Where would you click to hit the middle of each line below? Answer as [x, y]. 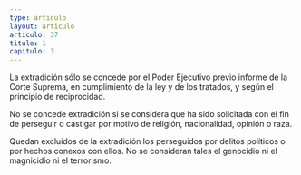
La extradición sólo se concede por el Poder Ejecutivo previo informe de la [149, 77]
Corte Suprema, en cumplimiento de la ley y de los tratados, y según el [141, 87]
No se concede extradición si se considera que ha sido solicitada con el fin [150, 114]
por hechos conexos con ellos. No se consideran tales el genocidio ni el [144, 151]
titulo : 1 [28, 43]
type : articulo [38, 18]
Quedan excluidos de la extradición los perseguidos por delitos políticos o [147, 141]
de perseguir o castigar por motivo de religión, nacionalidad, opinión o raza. [151, 124]
